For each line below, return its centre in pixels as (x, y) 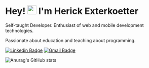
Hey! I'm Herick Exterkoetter (72, 11)
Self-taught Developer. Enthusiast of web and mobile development (74, 25)
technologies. (20, 30)
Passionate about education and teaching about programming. (70, 40)
